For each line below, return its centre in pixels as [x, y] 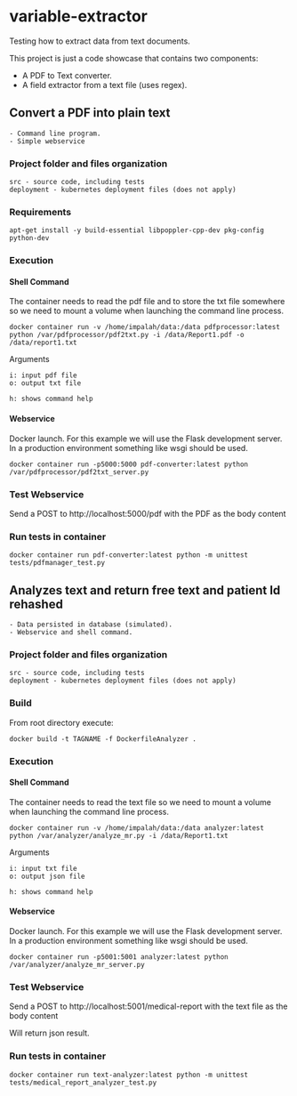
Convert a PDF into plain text [90, 113]
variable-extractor [79, 16]
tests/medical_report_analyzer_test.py [83, 1083]
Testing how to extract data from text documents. [100, 41]
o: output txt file [45, 383]
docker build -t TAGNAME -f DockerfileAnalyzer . [103, 739]
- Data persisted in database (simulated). [91, 625]
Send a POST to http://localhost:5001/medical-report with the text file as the [148, 1006]
